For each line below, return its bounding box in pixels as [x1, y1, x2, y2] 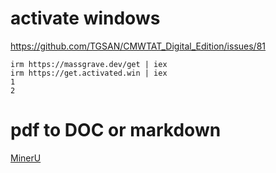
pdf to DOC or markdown [10, 119, 222, 142]
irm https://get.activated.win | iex [10, 68, 168, 78]
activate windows [10, 7, 161, 30]
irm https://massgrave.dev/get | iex [10, 59, 168, 69]
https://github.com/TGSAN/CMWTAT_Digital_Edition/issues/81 [10, 40, 267, 52]
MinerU [10, 152, 42, 164]
